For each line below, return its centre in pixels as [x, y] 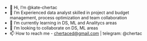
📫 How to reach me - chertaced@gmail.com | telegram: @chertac [76, 33]
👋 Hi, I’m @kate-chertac [33, 7]
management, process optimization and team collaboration [68, 18]
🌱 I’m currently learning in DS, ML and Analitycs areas [63, 23]
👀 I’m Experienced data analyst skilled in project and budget [69, 13]
